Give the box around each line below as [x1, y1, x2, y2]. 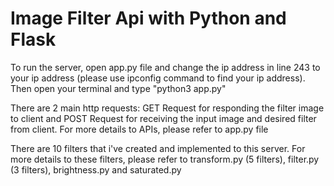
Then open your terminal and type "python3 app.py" [10, 82, 227, 94]
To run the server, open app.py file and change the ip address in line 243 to [10, 61, 321, 73]
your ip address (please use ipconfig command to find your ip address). [10, 72, 306, 84]
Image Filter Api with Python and [10, 7, 287, 30]
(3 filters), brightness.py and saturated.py [10, 163, 182, 176]
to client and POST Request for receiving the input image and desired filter [10, 112, 317, 124]
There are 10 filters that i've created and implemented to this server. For [10, 142, 306, 154]
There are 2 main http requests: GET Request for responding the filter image [10, 102, 325, 114]
